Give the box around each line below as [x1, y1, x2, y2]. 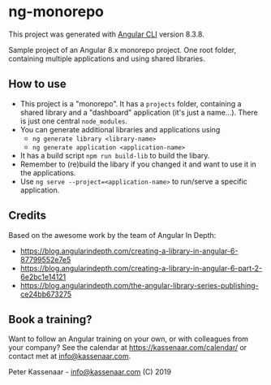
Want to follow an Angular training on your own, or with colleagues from [8, 334, 249, 344]
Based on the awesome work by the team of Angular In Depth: [8, 230, 217, 240]
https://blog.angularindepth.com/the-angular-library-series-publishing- [19, 280, 260, 290]
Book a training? [8, 312, 92, 327]
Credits [8, 209, 47, 223]
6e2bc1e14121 [19, 271, 67, 282]
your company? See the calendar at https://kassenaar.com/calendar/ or [8, 343, 247, 353]
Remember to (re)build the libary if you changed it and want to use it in [19, 159, 257, 169]
